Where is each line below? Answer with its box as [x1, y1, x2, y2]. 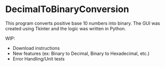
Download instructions [12, 45, 60, 51]
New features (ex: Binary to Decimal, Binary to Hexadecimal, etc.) [12, 50, 150, 56]
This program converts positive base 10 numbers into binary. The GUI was [5, 20, 160, 26]
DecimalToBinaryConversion [5, 4, 129, 15]
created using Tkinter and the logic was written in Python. [5, 25, 126, 31]
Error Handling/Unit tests [12, 55, 65, 61]
